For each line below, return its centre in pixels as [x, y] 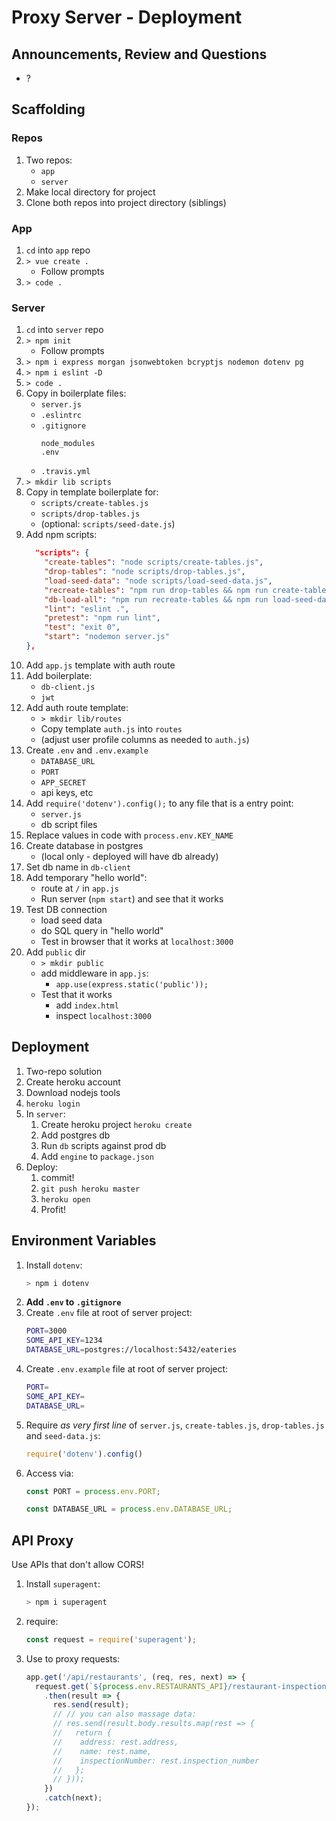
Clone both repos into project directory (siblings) [126, 202]
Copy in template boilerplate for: [92, 492]
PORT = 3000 [46, 1331]
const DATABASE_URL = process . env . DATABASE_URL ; [129, 1509]
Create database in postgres [84, 845]
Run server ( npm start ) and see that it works [132, 898]
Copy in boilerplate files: [76, 393]
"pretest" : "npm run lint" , [102, 618]
